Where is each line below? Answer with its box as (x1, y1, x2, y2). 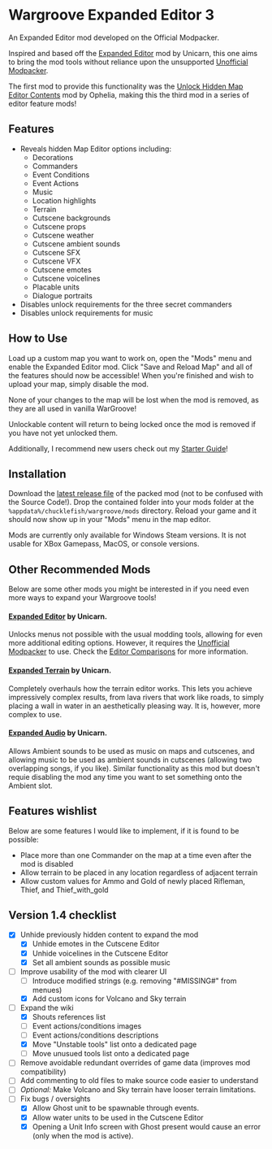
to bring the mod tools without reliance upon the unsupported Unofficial (8, 57, 248, 67)
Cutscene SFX (32, 247, 81, 257)
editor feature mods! (8, 98, 77, 108)
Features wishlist (8, 804, 97, 818)
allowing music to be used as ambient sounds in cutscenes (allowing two (8, 755, 253, 764)
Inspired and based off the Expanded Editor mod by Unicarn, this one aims (8, 48, 258, 58)
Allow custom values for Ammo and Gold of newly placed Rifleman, (19, 876, 246, 886)
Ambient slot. (8, 781, 53, 790)
